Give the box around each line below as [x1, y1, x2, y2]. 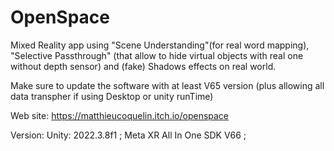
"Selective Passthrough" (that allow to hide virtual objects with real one [10, 49, 304, 61]
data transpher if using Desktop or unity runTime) [10, 90, 214, 102]
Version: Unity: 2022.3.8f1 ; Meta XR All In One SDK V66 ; [10, 129, 247, 141]
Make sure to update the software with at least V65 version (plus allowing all [10, 79, 325, 91]
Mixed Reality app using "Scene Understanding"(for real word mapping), [10, 39, 310, 51]
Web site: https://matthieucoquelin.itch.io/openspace [10, 109, 230, 121]
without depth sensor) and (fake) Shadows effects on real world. [10, 60, 277, 72]
